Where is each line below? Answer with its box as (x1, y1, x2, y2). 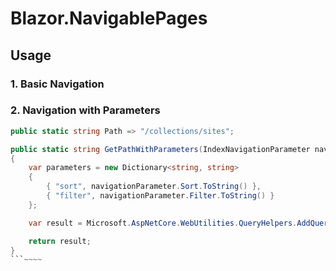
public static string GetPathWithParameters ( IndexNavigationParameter (10, 144, 311, 154)
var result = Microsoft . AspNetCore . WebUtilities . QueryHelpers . (28, 218, 298, 228)
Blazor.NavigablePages (10, 7, 208, 30)
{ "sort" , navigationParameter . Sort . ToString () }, (46, 182, 262, 192)
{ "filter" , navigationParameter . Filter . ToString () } (46, 191, 275, 201)
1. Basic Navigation (10, 77, 105, 91)
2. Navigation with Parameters (10, 103, 161, 117)
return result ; (28, 236, 92, 246)
